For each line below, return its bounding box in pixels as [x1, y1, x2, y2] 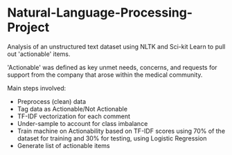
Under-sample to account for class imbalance [17, 119, 148, 127]
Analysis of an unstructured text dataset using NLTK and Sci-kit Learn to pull [7, 42, 226, 51]
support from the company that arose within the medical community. [7, 71, 203, 79]
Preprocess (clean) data [17, 97, 87, 105]
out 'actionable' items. [7, 50, 71, 58]
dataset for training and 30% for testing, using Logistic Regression [17, 134, 207, 143]
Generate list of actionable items [17, 141, 110, 149]
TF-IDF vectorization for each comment [17, 112, 130, 120]
